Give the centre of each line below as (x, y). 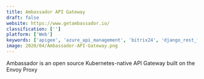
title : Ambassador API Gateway (46, 12)
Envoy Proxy (22, 69)
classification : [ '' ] (34, 29)
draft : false (23, 18)
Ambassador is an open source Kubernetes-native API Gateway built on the (101, 63)
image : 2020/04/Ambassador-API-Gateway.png (62, 46)
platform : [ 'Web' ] (29, 35)
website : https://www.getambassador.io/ (58, 23)
